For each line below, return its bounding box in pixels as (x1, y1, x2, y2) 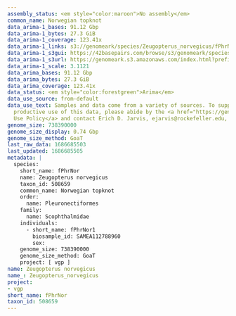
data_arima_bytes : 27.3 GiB (7, 75, 90, 83)
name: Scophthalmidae (25, 213, 90, 220)
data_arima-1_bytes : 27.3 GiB (7, 30, 96, 37)
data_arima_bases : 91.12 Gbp (7, 69, 93, 76)
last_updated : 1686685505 (7, 148, 83, 155)
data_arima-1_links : (7, 43, 68, 50)
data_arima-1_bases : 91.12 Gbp (7, 23, 99, 30)
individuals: (20, 220, 58, 227)
